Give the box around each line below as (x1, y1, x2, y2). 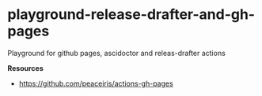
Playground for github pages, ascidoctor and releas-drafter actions (7, 48, 226, 57)
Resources (7, 63, 44, 72)
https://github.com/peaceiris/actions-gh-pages (18, 79, 173, 88)
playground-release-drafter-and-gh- (7, 6, 255, 24)
